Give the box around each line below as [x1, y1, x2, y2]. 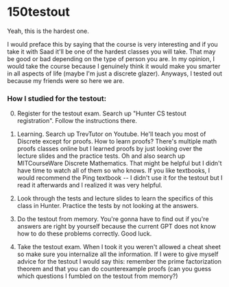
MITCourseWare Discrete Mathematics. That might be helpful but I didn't [16, 159, 222, 168]
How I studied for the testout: [7, 93, 107, 103]
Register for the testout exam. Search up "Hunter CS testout [16, 109, 186, 117]
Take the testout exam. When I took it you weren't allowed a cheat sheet [16, 243, 221, 251]
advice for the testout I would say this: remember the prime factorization [16, 257, 221, 266]
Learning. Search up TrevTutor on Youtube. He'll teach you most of [16, 130, 206, 138]
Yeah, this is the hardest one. [7, 27, 89, 35]
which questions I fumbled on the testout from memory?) [16, 272, 178, 280]
